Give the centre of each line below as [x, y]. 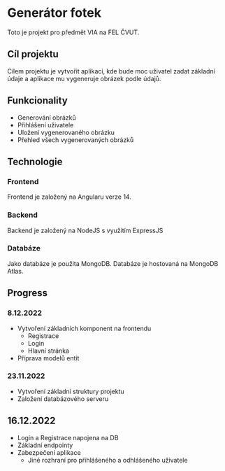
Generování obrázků [47, 118]
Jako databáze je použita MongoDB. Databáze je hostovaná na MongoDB [113, 263]
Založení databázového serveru [63, 399]
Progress [27, 293]
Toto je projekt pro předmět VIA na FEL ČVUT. [73, 32]
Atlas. [15, 271]
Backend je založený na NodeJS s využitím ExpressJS [85, 230]
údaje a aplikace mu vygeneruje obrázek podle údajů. [84, 78]
